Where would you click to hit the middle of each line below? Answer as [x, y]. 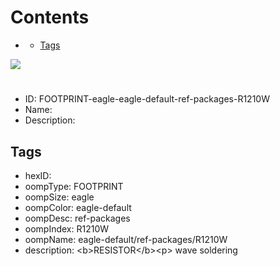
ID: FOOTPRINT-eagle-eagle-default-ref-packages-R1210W [147, 99]
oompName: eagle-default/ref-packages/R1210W [126, 239]
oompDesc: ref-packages [77, 218]
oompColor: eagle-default [78, 207]
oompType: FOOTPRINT [74, 186]
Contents [50, 17]
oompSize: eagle [59, 197]
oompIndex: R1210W [67, 228]
